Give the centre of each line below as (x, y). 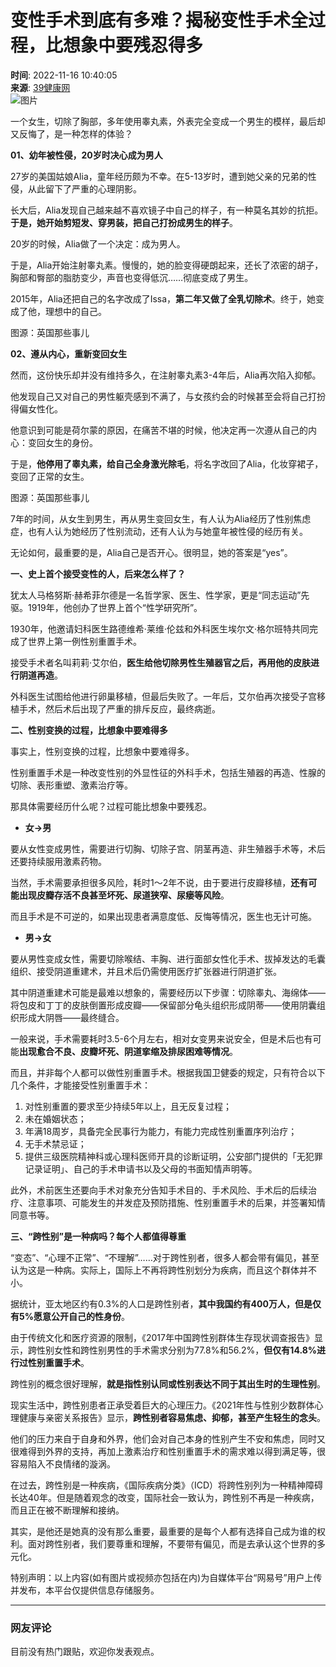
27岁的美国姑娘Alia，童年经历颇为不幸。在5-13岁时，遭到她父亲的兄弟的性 (163, 176)
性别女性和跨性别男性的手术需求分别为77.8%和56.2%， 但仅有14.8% (176, 1350)
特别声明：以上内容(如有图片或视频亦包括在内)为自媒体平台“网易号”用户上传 (166, 1577)
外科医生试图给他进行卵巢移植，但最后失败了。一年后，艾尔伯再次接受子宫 (163, 696)
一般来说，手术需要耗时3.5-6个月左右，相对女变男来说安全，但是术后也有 (161, 1038)
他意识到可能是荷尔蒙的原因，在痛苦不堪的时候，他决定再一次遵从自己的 (159, 430)
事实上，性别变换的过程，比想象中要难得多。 (102, 751)
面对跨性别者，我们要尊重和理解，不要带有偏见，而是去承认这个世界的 (172, 1543)
